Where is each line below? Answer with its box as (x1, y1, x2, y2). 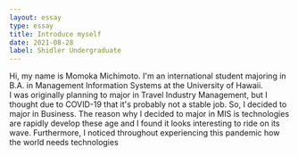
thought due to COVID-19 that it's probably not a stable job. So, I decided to (9, 99, 287, 110)
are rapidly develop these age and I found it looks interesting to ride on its (9, 118, 280, 129)
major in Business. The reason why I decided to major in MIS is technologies (9, 109, 290, 119)
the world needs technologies (9, 137, 119, 148)
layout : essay (9, 12, 62, 22)
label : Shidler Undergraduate (9, 46, 122, 55)
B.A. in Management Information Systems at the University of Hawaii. (9, 80, 263, 91)
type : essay (9, 21, 54, 30)
